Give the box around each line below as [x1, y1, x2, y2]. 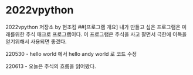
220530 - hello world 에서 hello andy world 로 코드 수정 [5, 50, 137, 57]
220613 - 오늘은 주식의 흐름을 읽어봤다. [5, 62, 96, 70]
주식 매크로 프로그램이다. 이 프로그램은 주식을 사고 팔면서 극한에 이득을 [25, 30, 187, 38]
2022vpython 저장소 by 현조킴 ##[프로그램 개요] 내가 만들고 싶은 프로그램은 [5, 23, 181, 30]
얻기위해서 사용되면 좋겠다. [5, 38, 67, 45]
